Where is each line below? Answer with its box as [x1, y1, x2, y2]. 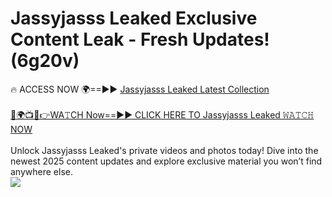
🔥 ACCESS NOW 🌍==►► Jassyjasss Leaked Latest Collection [10, 83, 270, 95]
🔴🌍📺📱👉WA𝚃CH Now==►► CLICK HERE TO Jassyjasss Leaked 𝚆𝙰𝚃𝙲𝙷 [10, 108, 315, 121]
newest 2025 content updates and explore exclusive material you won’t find [10, 155, 323, 167]
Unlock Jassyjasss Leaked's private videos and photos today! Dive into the [10, 144, 319, 156]
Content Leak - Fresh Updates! [10, 28, 270, 51]
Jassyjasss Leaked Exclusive [10, 7, 258, 30]
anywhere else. [10, 165, 73, 177]
